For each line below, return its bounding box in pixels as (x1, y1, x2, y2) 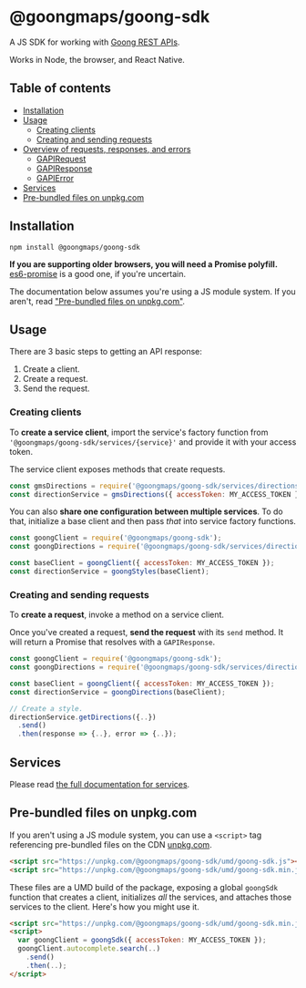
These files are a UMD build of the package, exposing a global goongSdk (9, 881, 279, 892)
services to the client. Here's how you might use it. (9, 901, 200, 912)
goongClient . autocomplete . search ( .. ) (17, 944, 161, 953)
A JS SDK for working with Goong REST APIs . (9, 36, 180, 47)
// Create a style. (9, 704, 84, 713)
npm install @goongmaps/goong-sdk (9, 242, 141, 252)
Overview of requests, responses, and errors (22, 143, 191, 154)
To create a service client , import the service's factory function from (9, 427, 269, 437)
